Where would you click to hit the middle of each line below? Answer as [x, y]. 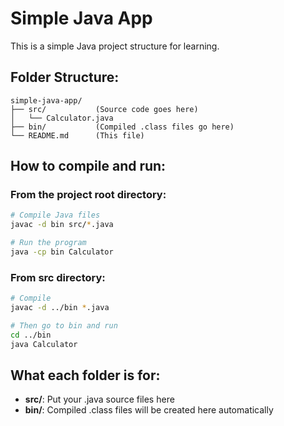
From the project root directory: [88, 195]
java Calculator [44, 344]
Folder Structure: [65, 77]
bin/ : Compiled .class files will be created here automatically [149, 410]
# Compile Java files [55, 215]
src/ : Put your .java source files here [99, 399]
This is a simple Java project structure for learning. [115, 46]
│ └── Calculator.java [62, 118]
